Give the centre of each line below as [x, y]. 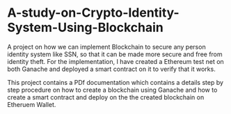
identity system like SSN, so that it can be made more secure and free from [115, 54]
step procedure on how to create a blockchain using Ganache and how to [112, 90]
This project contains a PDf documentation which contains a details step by [115, 82]
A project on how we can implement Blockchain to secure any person [107, 47]
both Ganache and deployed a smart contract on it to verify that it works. [111, 69]
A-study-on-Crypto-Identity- [93, 13]
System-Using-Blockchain [85, 27]
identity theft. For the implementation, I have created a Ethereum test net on [115, 61]
